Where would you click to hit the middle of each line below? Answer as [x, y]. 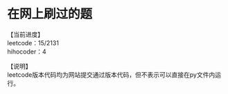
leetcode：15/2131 [33, 43]
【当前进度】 [25, 34]
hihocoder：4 [27, 51]
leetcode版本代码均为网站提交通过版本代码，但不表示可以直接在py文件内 [111, 74]
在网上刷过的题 [50, 14]
